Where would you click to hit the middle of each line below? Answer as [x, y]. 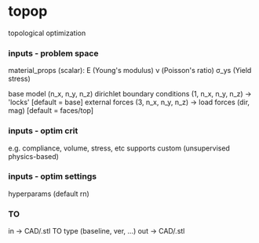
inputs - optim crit [43, 131]
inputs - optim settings [52, 176]
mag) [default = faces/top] [51, 111]
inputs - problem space [53, 53]
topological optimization [47, 33]
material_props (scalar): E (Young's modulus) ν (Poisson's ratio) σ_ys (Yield [130, 71]
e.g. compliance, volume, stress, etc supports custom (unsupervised [119, 148]
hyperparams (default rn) [49, 194]
